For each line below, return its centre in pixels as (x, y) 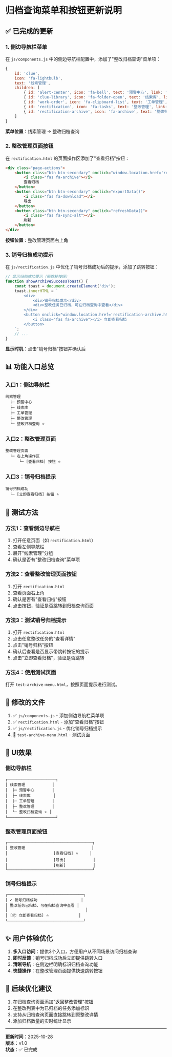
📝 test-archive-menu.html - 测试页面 (51, 735)
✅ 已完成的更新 (29, 31)
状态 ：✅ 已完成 (21, 1050)
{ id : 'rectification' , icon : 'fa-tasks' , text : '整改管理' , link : (95, 107)
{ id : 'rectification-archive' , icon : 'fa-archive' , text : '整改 (94, 111)
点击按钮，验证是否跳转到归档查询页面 (53, 606)
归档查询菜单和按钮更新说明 (64, 11)
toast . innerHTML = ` (36, 291)
